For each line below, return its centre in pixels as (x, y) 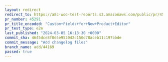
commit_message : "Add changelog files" (46, 42)
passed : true (18, 51)
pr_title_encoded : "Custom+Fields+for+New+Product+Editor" (68, 24)
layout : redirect (23, 10)
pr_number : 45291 (23, 19)
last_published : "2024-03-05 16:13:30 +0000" (53, 33)
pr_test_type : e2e (24, 28)
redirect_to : (18, 14)
